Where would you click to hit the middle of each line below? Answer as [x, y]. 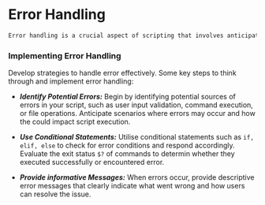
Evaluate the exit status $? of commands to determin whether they [127, 154]
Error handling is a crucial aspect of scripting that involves [116, 35]
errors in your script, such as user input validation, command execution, [136, 105]
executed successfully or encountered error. [92, 162]
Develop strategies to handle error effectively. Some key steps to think [122, 73]
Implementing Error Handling [65, 55]
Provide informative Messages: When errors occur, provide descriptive [137, 177]
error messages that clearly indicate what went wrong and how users [132, 186]
